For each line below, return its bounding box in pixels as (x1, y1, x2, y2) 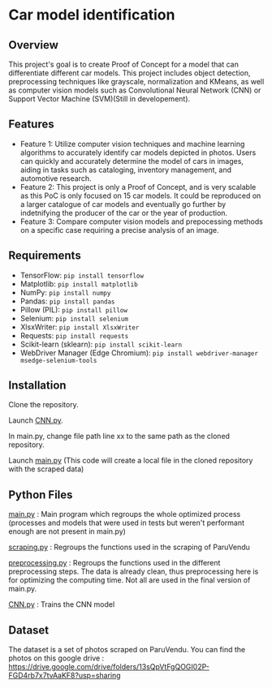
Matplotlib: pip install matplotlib (19, 278, 138, 289)
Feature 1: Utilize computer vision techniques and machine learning (19, 139, 245, 148)
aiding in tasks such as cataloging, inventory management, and (19, 165, 232, 174)
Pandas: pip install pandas (19, 296, 115, 306)
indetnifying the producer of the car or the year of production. (19, 208, 228, 217)
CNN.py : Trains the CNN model (8, 600, 115, 609)
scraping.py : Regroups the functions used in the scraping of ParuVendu (8, 542, 250, 553)
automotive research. (19, 173, 92, 183)
